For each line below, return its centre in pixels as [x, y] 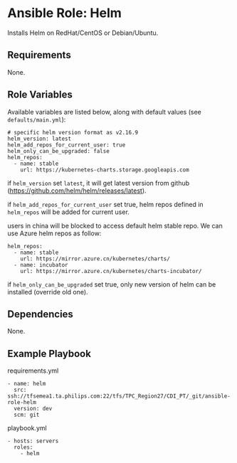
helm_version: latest [39, 139]
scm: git [27, 415]
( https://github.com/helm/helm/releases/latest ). [77, 191]
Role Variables [40, 95]
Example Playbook [49, 353]
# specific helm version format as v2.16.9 [73, 132]
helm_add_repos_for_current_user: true [67, 145]
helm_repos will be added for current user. [68, 212]
